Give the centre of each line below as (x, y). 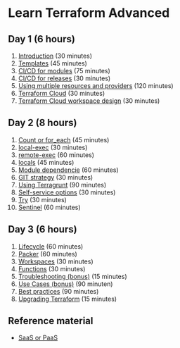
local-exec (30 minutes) (53, 147)
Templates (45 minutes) (52, 63)
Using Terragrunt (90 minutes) (62, 185)
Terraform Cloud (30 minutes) (62, 93)
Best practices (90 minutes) (58, 291)
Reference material (51, 321)
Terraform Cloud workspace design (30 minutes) (89, 101)
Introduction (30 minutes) (55, 56)
